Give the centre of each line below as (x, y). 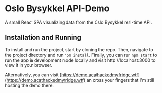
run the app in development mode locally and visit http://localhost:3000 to (80, 60)
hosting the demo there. (30, 85)
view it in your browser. (29, 65)
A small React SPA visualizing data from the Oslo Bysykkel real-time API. (79, 22)
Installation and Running (43, 38)
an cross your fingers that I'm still (120, 80)
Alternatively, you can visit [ (33, 75)
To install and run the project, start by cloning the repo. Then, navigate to (79, 49)
